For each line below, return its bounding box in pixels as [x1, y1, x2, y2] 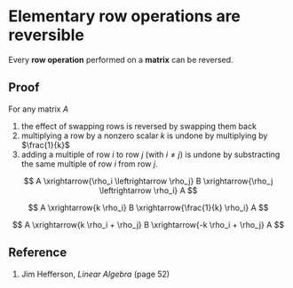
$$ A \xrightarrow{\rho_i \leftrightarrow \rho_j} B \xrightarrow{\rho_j [23, 175, 273, 186]
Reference [8, 245, 67, 261]
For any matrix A [8, 104, 68, 114]
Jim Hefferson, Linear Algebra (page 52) [20, 269, 170, 279]
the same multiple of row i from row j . [20, 158, 158, 169]
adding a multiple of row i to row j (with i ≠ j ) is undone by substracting [20, 149, 281, 160]
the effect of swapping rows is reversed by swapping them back [20, 121, 257, 131]
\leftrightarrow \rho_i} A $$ [99, 184, 198, 196]
